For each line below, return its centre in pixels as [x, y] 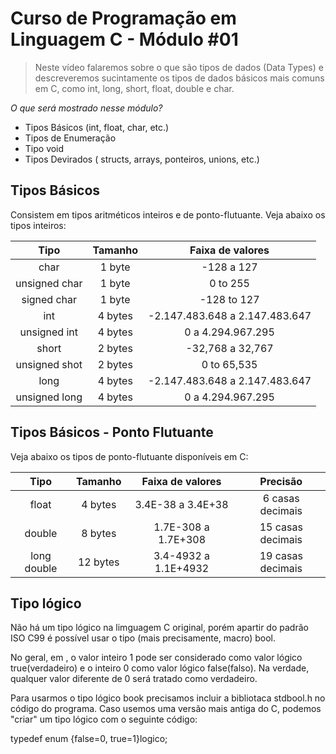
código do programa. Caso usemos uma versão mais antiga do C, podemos [166, 709]
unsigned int [48, 332]
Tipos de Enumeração [70, 138]
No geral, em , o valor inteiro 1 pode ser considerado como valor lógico [156, 658]
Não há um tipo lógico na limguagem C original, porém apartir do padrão [159, 628]
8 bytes [99, 533]
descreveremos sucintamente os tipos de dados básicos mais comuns [179, 78]
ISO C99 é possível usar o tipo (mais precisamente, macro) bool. [143, 638]
